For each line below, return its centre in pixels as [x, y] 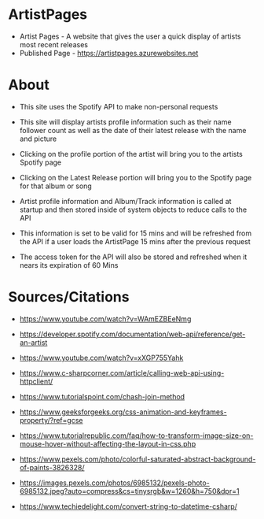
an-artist [33, 342]
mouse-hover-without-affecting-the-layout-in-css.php [108, 443]
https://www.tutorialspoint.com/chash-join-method [102, 396]
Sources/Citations [69, 297]
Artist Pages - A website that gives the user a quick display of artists [130, 36]
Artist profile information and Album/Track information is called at [125, 201]
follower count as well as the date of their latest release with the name [133, 130]
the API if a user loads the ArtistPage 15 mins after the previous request [135, 241]
